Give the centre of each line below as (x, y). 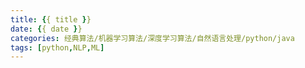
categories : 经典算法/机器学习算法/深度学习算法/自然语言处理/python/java (152, 38)
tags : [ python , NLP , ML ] (57, 47)
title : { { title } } (51, 19)
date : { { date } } (46, 29)
